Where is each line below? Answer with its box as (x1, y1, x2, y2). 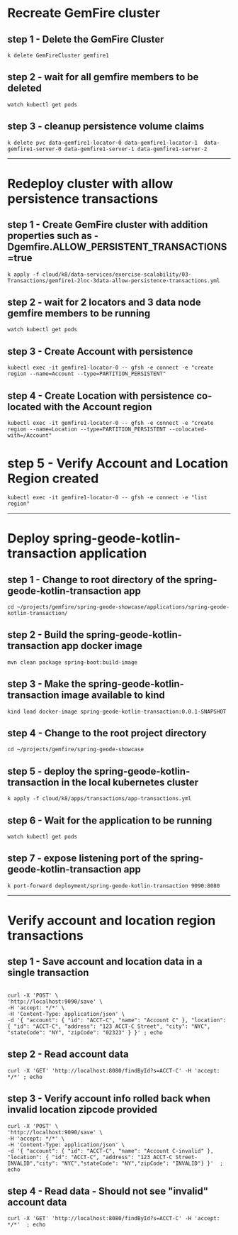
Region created (7, 470, 99, 487)
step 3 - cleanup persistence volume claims (7, 121, 205, 133)
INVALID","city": (7, 1160, 59, 1167)
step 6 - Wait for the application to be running (7, 814, 212, 826)
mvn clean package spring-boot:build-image (7, 658, 138, 666)
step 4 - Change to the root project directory (7, 727, 207, 739)
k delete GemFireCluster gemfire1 (7, 52, 110, 59)
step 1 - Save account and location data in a (7, 956, 203, 968)
